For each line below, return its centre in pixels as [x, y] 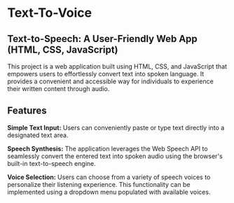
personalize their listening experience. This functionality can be [99, 184]
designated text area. [38, 135]
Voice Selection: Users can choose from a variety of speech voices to [109, 177]
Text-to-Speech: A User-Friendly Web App [102, 39]
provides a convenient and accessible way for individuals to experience [110, 81]
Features [27, 111]
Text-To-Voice [50, 13]
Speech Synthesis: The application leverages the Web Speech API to [108, 148]
